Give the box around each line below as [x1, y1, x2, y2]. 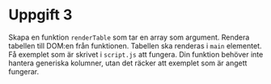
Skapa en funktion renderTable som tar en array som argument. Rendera [8, 32, 250, 42]
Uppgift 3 [8, 6, 73, 24]
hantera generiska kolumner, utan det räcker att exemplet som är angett [8, 58, 248, 68]
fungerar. [8, 66, 40, 76]
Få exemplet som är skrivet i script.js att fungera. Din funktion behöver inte [8, 49, 264, 59]
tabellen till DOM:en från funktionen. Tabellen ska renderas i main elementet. [8, 40, 262, 50]
